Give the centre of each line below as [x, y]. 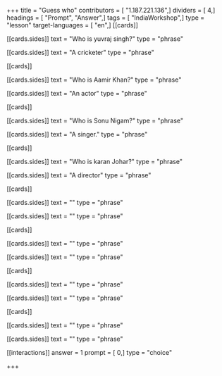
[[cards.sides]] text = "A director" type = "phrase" [79, 175]
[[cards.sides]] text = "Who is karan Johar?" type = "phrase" [94, 162]
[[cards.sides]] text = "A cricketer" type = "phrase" [80, 52]
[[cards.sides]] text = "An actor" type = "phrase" [77, 93]
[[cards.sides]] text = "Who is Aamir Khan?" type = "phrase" [94, 80]
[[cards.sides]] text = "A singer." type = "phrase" [77, 134]
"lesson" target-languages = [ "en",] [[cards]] [73, 25]
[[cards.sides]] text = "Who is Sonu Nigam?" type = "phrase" [95, 120]
